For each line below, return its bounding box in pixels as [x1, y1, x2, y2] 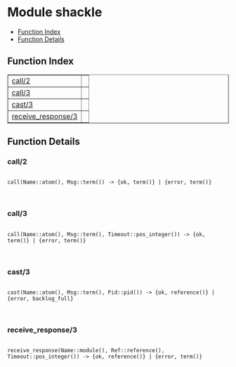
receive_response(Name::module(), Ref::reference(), [7, 347, 165, 354]
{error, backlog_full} [7, 295, 74, 302]
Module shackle [7, 4, 103, 20]
